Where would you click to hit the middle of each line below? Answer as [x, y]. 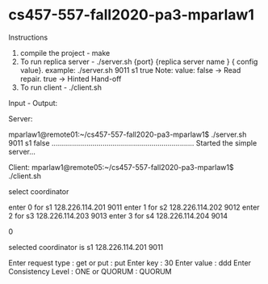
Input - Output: [33, 103]
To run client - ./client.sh [61, 87]
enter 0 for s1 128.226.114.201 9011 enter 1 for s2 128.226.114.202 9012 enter [134, 207]
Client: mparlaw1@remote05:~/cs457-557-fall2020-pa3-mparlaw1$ [121, 167]
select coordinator [39, 191]
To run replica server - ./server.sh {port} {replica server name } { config [139, 61]
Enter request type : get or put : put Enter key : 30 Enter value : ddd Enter [130, 263]
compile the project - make [65, 53]
